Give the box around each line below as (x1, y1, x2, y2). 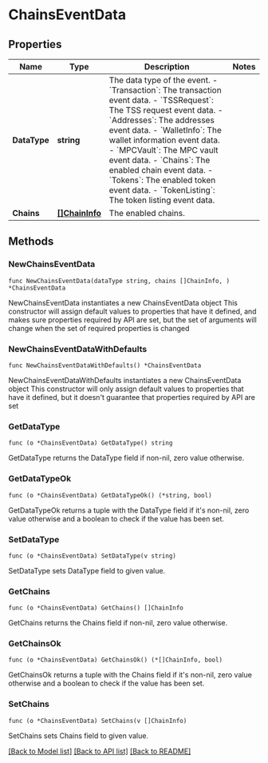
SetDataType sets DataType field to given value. (8, 565, 166, 575)
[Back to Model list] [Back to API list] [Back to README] (8, 746, 191, 756)
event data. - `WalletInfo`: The (108, 125, 222, 135)
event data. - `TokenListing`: (108, 185, 215, 195)
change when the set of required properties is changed (8, 323, 190, 333)
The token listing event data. (108, 194, 215, 206)
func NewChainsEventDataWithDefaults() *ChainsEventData (8, 362, 202, 370)
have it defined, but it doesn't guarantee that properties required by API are (8, 392, 255, 401)
